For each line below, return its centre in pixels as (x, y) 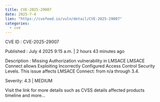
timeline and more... (25, 96)
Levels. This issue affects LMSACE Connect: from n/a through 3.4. (72, 71)
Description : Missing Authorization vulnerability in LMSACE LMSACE (75, 61)
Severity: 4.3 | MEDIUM (29, 81)
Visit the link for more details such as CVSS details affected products (75, 90)
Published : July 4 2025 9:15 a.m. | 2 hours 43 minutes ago (65, 51)
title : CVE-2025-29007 (28, 10)
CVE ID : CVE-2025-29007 (32, 42)
